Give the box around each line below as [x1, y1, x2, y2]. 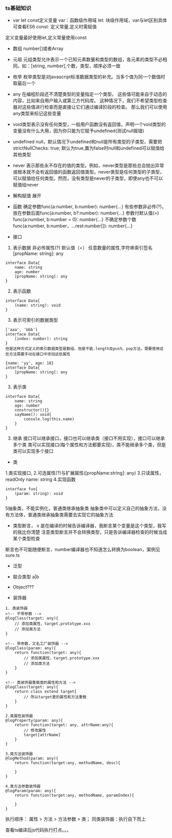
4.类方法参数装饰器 [5, 784, 41, 789]
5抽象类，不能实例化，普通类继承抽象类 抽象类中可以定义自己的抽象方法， [5, 505, 163, 512]
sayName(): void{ [14, 412, 52, 417]
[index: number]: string [14, 336, 68, 341]
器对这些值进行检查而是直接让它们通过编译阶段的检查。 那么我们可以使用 [12, 104, 167, 110]
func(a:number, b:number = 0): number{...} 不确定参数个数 [12, 216, 137, 223]
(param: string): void [14, 491, 63, 497]
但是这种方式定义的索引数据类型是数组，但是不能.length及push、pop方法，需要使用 [5, 346, 160, 352]
